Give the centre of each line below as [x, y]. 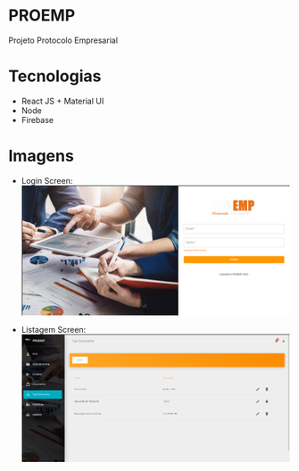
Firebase [37, 120]
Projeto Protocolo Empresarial [63, 40]
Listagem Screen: [54, 330]
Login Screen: [47, 180]
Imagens [42, 156]
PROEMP [42, 16]
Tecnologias [55, 76]
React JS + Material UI [62, 101]
